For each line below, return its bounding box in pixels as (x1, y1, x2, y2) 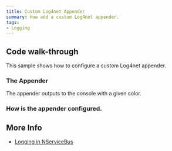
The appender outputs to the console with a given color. (6, 90, 142, 97)
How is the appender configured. (6, 105, 102, 113)
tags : (6, 19, 19, 25)
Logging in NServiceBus (14, 138, 73, 145)
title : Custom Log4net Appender (6, 8, 85, 15)
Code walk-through (6, 46, 79, 56)
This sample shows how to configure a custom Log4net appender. (6, 62, 167, 69)
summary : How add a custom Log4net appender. (6, 14, 119, 20)
